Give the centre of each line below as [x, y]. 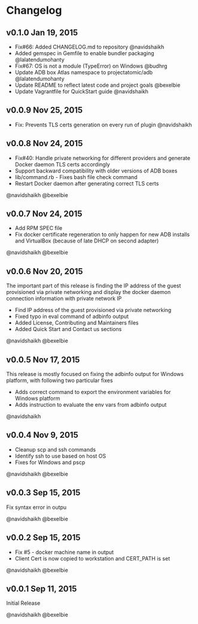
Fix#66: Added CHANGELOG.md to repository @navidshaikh [89, 47]
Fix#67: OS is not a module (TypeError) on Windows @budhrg [91, 66]
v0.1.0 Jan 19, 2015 [42, 33]
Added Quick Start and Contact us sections [68, 329]
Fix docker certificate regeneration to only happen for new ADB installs [102, 235]
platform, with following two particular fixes [60, 380]
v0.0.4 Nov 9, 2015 [42, 435]
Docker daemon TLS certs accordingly [63, 164]
